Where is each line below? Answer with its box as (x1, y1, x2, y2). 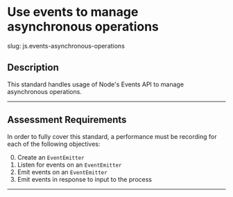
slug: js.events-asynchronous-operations (7, 41, 125, 50)
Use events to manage (7, 4, 139, 20)
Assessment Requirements (7, 114, 127, 126)
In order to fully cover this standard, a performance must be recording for (7, 132, 217, 140)
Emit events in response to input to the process (17, 175, 153, 183)
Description (7, 62, 59, 73)
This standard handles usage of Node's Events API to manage (7, 80, 184, 88)
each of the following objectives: (7, 140, 101, 148)
